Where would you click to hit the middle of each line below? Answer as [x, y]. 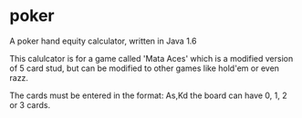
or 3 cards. [30, 104]
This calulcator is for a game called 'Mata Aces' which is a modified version [151, 58]
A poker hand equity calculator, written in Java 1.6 [103, 41]
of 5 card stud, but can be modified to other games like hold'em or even [145, 68]
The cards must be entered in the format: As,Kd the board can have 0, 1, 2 [148, 95]
